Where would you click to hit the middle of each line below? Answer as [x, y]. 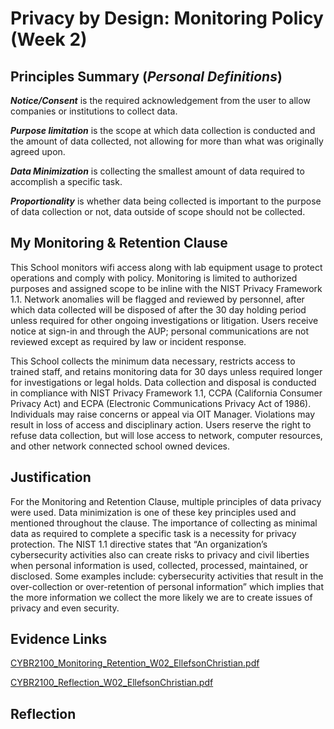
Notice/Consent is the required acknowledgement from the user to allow [160, 100]
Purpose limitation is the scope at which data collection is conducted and [163, 130]
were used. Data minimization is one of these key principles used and [153, 512]
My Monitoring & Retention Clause [119, 243]
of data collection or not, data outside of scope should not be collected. [158, 211]
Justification [51, 477]
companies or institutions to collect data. [94, 111]
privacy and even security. [65, 608]
